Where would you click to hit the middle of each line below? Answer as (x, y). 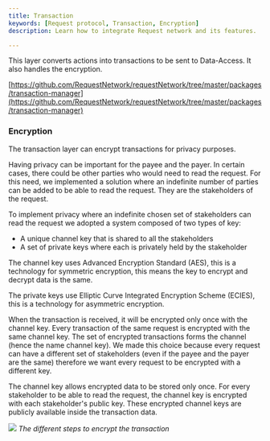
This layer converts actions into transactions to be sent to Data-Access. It (130, 60)
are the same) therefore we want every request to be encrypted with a (125, 362)
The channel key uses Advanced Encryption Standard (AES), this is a (123, 262)
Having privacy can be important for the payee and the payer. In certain (127, 164)
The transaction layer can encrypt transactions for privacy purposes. (122, 149)
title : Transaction (41, 16)
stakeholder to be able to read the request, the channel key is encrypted (128, 394)
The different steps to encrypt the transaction (94, 428)
